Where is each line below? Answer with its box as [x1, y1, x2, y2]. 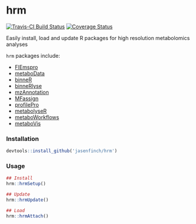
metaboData [14, 70, 45, 77]
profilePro [14, 101, 40, 108]
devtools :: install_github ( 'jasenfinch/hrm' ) [6, 148, 117, 154]
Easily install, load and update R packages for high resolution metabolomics [6, 34, 190, 41]
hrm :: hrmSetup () [6, 181, 46, 187]
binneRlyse [14, 82, 43, 89]
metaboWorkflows [14, 113, 60, 121]
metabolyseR [14, 107, 47, 114]
